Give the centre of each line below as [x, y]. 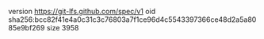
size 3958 [63, 28]
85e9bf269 [27, 28]
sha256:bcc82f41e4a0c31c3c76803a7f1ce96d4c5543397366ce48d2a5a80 [132, 19]
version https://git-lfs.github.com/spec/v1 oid [82, 11]
